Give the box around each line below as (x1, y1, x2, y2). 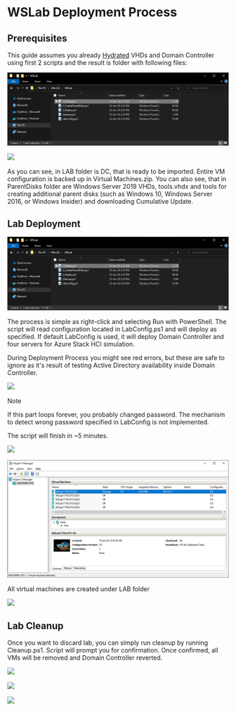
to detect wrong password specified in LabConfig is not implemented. (7, 417, 209, 426)
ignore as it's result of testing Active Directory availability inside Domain (7, 361, 216, 369)
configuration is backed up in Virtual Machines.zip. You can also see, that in (7, 175, 227, 183)
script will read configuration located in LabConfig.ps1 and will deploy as (7, 325, 217, 333)
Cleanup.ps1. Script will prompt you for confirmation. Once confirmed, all (7, 646, 218, 655)
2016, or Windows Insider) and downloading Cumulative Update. (7, 197, 194, 206)
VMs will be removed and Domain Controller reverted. (7, 653, 163, 662)
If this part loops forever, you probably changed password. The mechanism (7, 410, 225, 419)
